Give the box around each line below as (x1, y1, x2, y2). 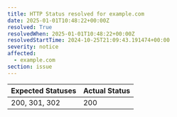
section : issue (7, 63, 53, 70)
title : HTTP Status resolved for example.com (7, 10, 144, 18)
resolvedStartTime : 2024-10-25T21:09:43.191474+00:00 (7, 37, 171, 44)
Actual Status (82, 86, 130, 96)
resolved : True (7, 23, 53, 30)
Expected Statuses (11, 86, 77, 96)
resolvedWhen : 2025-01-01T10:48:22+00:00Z (7, 30, 135, 38)
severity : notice (7, 43, 59, 50)
